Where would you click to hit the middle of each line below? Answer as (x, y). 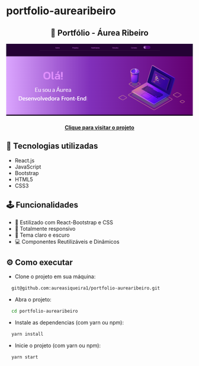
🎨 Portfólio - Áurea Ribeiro (99, 33)
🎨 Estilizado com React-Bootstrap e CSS (64, 222)
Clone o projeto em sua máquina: (55, 276)
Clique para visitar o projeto (99, 128)
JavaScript (28, 167)
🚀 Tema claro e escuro (42, 235)
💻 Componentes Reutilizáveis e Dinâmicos (67, 241)
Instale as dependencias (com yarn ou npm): (69, 323)
